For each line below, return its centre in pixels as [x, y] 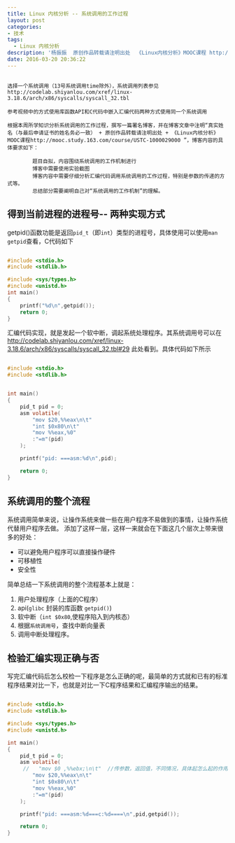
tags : [15, 40]
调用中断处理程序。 [45, 634]
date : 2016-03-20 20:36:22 [47, 60]
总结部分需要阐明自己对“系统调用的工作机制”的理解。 [98, 191]
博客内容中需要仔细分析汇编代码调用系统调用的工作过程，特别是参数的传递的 [126, 176]
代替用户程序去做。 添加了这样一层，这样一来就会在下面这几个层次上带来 [112, 528]
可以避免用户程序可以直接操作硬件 [66, 552]
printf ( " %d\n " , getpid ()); [58, 305]
